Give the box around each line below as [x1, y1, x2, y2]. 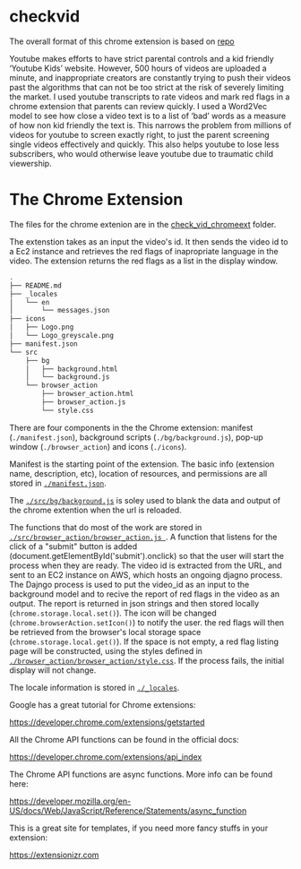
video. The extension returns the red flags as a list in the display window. [9, 255, 279, 266]
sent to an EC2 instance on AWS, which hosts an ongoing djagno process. [9, 569, 283, 580]
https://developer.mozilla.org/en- [9, 796, 132, 806]
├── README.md [9, 280, 63, 290]
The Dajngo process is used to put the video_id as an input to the [9, 579, 250, 589]
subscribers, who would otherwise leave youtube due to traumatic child [9, 148, 273, 159]
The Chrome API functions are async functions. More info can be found [9, 769, 273, 779]
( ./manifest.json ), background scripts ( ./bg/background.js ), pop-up [9, 432, 263, 443]
